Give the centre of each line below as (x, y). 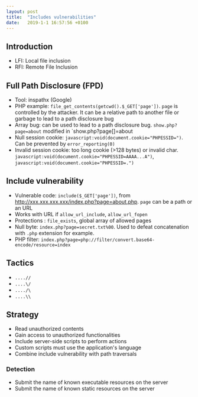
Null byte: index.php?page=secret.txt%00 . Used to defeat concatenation (102, 227)
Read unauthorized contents (49, 329)
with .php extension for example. (54, 233)
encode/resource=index (43, 245)
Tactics (20, 263)
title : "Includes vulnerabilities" (51, 17)
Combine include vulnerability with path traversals (76, 354)
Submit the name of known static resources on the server (85, 388)
